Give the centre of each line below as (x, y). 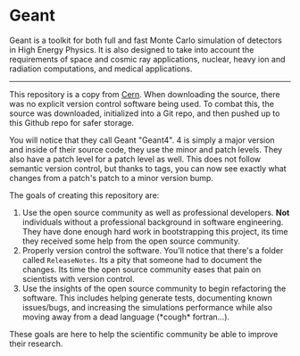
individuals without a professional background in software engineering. (153, 222)
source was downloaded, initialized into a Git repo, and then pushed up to (145, 113)
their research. (36, 344)
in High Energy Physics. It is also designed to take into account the (132, 49)
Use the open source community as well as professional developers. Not (156, 212)
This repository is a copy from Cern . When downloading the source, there (145, 94)
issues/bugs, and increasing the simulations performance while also (147, 307)
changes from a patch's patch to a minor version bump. (112, 178)
